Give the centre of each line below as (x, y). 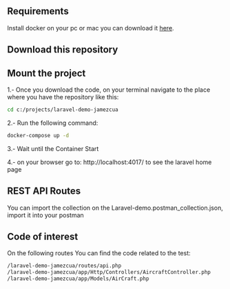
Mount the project (46, 73)
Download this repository (63, 50)
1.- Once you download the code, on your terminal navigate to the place (109, 90)
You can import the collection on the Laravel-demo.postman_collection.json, (115, 208)
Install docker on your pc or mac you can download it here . (91, 28)
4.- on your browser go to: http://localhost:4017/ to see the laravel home (109, 162)
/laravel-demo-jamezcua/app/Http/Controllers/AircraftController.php (109, 272)
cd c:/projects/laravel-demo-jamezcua (63, 110)
